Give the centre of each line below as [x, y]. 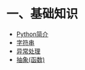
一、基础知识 [42, 14]
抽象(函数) [31, 59]
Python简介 [32, 34]
